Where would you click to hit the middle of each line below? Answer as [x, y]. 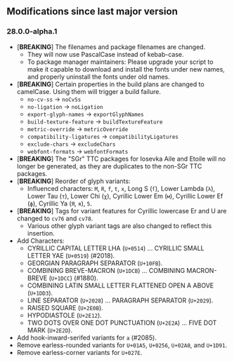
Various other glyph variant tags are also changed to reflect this [119, 226]
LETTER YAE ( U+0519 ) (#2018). [71, 255]
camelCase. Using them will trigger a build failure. [89, 91]
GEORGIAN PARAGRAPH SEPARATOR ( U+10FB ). [95, 263]
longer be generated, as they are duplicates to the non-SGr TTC [109, 166]
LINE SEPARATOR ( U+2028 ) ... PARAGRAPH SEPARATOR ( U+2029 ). [120, 300]
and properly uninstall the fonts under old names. [98, 76]
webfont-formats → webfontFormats [78, 151]
